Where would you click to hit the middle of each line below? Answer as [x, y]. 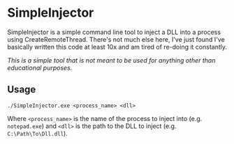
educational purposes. [40, 67]
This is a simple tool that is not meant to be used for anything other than [111, 60]
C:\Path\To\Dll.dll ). [37, 133]
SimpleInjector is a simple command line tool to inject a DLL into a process [114, 32]
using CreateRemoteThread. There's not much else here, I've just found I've [116, 39]
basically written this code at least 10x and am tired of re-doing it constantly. [117, 47]
